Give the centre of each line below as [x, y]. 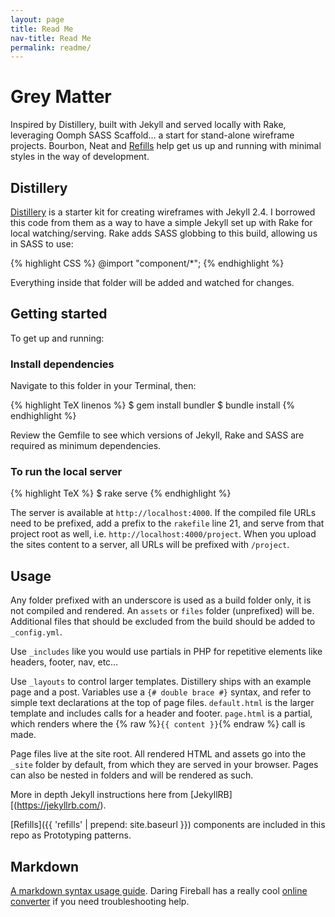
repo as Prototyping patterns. [71, 835]
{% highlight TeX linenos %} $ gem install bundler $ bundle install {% [153, 405]
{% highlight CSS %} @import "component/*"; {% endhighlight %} [147, 263]
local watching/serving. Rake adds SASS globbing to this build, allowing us [164, 233]
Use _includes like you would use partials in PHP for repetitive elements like [166, 652]
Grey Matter [61, 97]
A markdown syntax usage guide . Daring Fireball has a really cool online [159, 891]
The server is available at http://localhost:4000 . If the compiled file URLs [163, 513]
